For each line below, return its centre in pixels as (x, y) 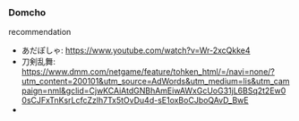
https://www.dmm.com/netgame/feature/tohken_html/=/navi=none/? (148, 72)
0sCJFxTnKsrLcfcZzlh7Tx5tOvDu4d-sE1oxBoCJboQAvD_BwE (135, 100)
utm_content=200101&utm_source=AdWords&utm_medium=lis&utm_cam (155, 82)
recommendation (40, 32)
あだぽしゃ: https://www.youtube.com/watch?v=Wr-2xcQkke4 (136, 50)
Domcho (27, 13)
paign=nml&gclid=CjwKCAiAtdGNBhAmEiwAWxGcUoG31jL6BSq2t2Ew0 (154, 91)
